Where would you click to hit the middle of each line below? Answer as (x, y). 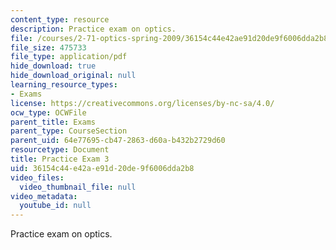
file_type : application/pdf (69, 57)
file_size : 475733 (48, 47)
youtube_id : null (55, 206)
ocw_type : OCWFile (48, 112)
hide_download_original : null (73, 76)
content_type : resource (60, 19)
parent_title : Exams (53, 122)
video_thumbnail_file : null (78, 187)
